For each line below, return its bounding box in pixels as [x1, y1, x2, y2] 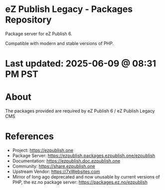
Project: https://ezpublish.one [12, 147, 74, 153]
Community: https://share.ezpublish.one [12, 163, 96, 169]
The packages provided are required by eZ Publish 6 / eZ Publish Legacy [5, 108, 155, 114]
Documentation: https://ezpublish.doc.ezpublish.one [12, 158, 121, 163]
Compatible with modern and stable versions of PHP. [5, 40, 114, 46]
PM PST [5, 68, 38, 80]
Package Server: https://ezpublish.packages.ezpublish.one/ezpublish [12, 152, 156, 158]
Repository [5, 14, 52, 25]
